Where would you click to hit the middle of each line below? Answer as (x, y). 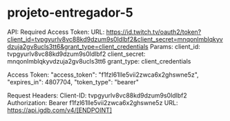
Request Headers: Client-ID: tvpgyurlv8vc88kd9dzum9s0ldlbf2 (97, 95)
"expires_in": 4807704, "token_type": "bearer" (73, 82)
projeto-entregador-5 (70, 13)
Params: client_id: (175, 46)
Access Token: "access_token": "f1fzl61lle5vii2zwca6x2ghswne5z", (103, 75)
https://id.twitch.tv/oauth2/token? (154, 32)
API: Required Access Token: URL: (56, 32)
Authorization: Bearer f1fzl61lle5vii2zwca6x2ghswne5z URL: (93, 102)
